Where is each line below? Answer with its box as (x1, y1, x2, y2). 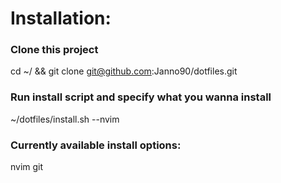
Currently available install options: (10, 138, 182, 152)
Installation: (10, 7, 112, 30)
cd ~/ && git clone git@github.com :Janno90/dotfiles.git (10, 65, 238, 77)
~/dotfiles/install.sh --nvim (10, 113, 120, 125)
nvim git (10, 161, 44, 173)
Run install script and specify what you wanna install (10, 90, 272, 104)
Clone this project (10, 43, 99, 57)
